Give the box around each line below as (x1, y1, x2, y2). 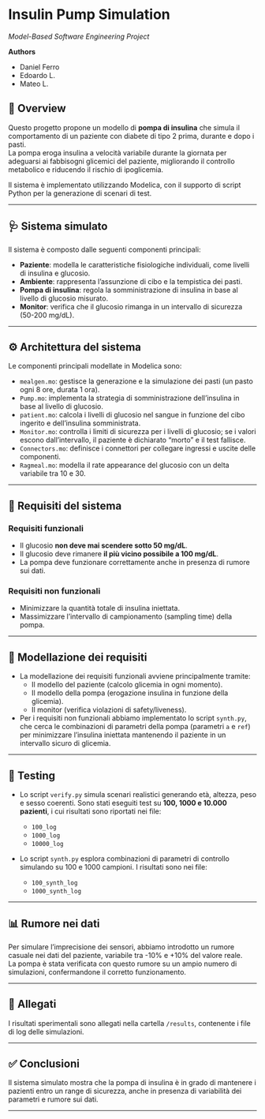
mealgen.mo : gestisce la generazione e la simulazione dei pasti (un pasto (19, 376, 254, 386)
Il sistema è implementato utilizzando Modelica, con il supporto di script (8, 180, 241, 189)
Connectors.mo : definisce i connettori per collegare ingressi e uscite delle (19, 443, 256, 453)
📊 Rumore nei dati (8, 917, 100, 930)
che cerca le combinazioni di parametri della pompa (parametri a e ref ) (19, 722, 251, 732)
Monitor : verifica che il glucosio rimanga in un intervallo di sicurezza (19, 301, 243, 311)
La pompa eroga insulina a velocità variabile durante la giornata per (8, 148, 227, 157)
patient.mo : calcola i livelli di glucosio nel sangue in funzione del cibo (19, 410, 245, 420)
